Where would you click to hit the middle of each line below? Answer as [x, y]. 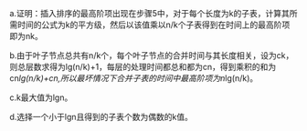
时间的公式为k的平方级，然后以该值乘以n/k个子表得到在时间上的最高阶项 [153, 25]
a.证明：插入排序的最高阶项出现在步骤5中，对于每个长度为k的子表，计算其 [149, 13]
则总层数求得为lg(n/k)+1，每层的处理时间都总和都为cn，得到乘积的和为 [143, 67]
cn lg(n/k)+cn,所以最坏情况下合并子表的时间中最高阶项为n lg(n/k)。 [134, 78]
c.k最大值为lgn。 [41, 97]
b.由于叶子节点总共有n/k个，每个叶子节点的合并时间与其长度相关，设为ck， [152, 55]
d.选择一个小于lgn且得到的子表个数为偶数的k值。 [101, 117]
